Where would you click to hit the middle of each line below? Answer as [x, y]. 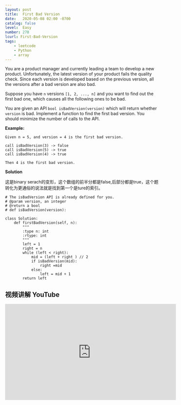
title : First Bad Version [32, 14]
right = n [32, 249]
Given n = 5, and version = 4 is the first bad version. [64, 137]
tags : [10, 41]
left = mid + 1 [55, 274]
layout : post [18, 10]
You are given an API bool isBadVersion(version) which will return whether [81, 108]
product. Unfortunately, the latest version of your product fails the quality [79, 74]
